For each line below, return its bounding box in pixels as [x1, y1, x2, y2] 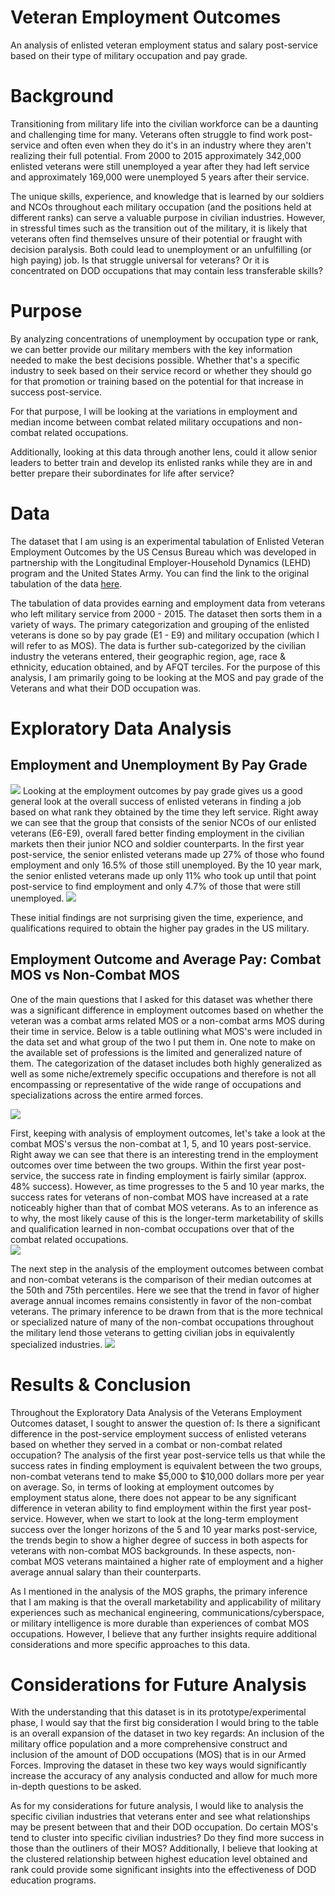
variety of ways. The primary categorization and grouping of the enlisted [10, 618, 310, 630]
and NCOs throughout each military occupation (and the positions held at [10, 201, 312, 213]
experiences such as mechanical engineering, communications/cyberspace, [10, 1606, 325, 1618]
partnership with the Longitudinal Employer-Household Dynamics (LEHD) [10, 556, 312, 568]
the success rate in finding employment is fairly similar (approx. [45, 1169, 307, 1181]
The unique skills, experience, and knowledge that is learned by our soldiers [10, 190, 325, 202]
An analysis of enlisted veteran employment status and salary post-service [10, 39, 318, 51]
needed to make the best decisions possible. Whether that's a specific [10, 354, 301, 366]
